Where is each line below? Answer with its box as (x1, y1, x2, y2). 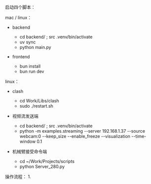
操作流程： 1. (5, 174, 31, 180)
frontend (12, 54, 30, 60)
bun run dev (19, 69, 44, 74)
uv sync (19, 39, 36, 45)
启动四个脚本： (5, 4, 35, 10)
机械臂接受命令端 (12, 149, 47, 154)
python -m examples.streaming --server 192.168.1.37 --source (19, 128, 146, 134)
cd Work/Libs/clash (19, 98, 60, 104)
